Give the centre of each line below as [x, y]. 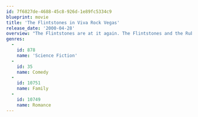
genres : [16, 39]
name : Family [33, 89]
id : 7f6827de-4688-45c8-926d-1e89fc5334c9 [59, 12]
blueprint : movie [27, 17]
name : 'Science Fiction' [47, 56]
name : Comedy [33, 72]
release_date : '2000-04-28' [41, 28]
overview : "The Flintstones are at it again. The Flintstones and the [95, 34]
